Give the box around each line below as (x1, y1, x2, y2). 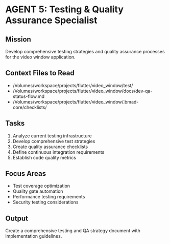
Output (5, 214, 28, 222)
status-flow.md (12, 93, 45, 99)
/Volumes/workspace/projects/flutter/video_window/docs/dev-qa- (12, 88, 153, 94)
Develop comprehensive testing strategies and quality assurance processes (5, 49, 165, 54)
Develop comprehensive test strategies (12, 138, 95, 144)
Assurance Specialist (5, 14, 98, 26)
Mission (5, 35, 32, 44)
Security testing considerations (12, 199, 79, 206)
